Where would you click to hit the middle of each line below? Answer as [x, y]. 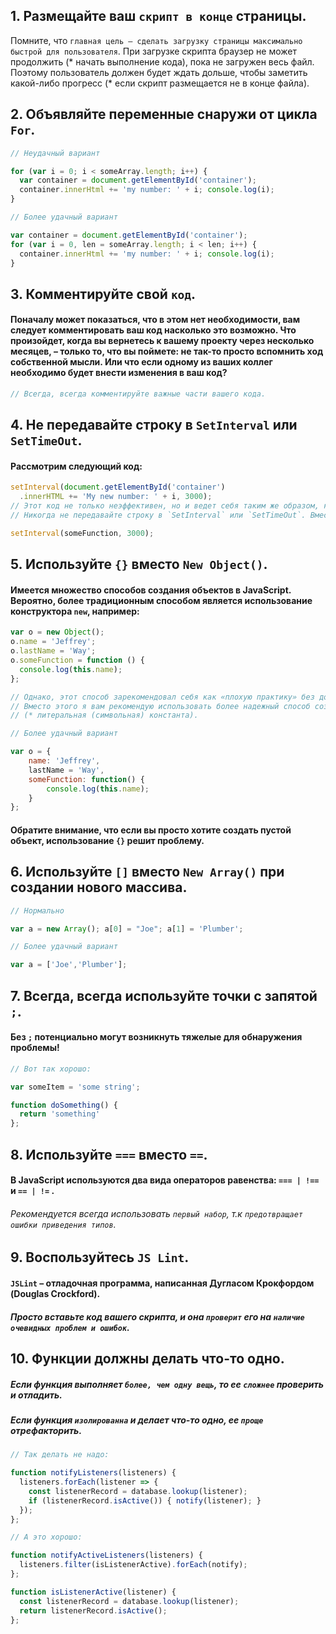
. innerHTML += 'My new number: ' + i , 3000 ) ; [116, 497]
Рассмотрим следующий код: [76, 466]
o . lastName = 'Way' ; [53, 651]
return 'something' [60, 1114]
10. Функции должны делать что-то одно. [147, 1358]
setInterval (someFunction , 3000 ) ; [82, 533]
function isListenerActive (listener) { [93, 1592]
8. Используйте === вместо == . [109, 1154]
